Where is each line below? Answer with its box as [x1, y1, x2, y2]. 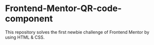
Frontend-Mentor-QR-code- [5, 3, 122, 14]
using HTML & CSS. [5, 34, 45, 40]
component [5, 13, 53, 24]
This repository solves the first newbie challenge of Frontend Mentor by [5, 29, 150, 35]
